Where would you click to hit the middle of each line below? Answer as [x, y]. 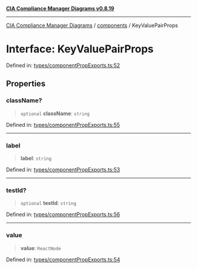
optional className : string [55, 113]
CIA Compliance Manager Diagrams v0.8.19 [60, 9]
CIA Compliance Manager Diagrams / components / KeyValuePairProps [92, 25]
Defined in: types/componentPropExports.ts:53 [63, 169]
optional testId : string [48, 203]
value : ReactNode [41, 248]
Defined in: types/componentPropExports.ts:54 [63, 259]
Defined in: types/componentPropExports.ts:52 [63, 65]
